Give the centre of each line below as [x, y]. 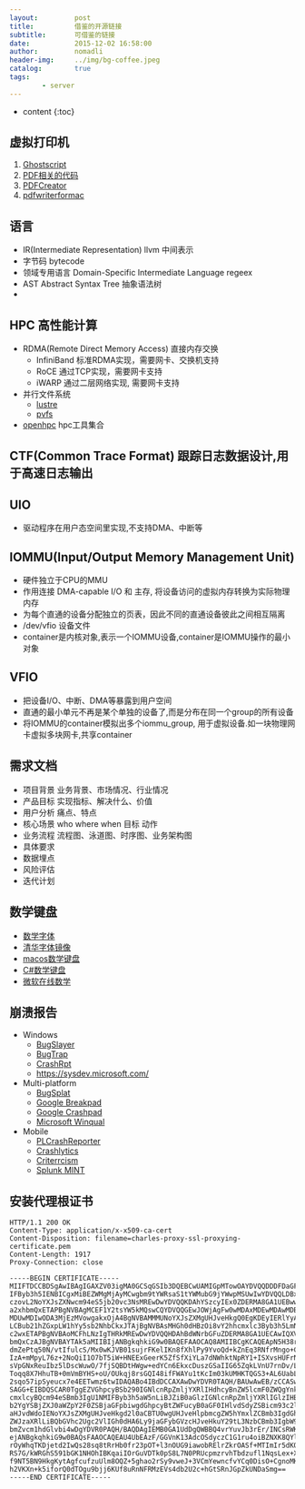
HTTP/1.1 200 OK [40, 1223]
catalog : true [50, 69]
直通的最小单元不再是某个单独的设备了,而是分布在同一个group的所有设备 [158, 711]
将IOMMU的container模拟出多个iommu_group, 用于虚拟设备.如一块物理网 [159, 723]
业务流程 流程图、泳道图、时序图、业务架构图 [107, 835]
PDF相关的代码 [50, 176]
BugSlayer [55, 1045]
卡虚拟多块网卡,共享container [78, 734]
